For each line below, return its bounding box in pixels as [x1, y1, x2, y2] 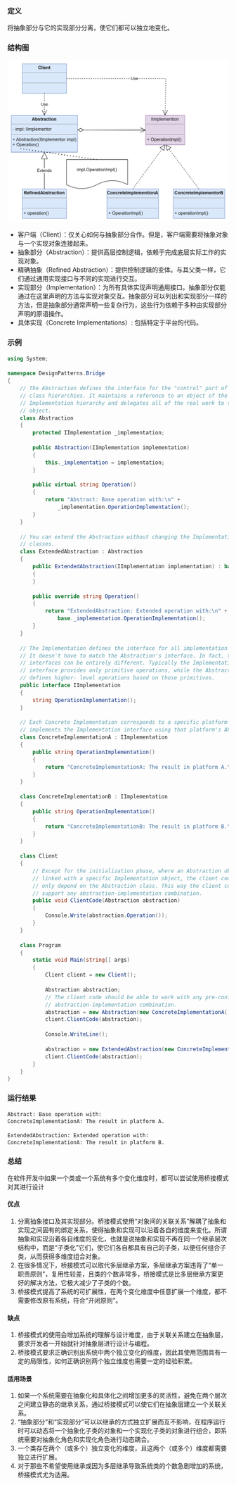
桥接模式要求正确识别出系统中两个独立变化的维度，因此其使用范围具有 [17, 1348, 221, 1357]
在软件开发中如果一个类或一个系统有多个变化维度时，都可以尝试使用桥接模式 [7, 1174, 229, 1182]
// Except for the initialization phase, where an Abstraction [32, 867, 221, 875]
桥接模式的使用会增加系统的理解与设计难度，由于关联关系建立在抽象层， [17, 1331, 227, 1339]
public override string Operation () [32, 593, 140, 600]
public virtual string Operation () [32, 481, 137, 489]
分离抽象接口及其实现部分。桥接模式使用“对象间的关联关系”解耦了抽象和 [17, 1217, 227, 1226]
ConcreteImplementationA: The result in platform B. [7, 1139, 165, 1146]
